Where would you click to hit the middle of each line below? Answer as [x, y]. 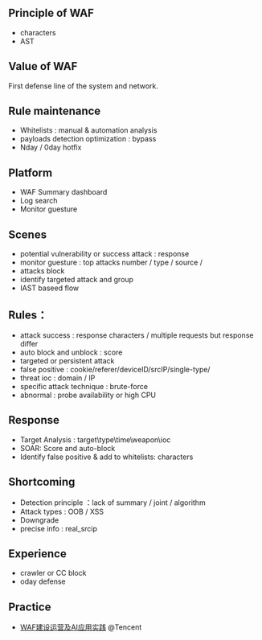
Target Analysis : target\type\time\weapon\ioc [95, 439]
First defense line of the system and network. [84, 86]
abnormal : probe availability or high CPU [88, 395]
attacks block [42, 271]
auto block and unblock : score [71, 352]
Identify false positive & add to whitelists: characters [106, 457]
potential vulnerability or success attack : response [104, 254]
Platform [31, 172]
